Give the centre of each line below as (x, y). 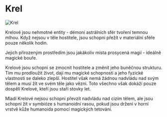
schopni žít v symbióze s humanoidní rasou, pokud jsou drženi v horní (77, 103)
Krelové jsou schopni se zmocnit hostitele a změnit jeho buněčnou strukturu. (84, 67)
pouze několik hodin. (27, 42)
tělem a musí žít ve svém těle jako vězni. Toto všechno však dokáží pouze (81, 83)
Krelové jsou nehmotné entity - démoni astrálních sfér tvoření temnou (77, 32)
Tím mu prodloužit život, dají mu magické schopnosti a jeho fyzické (74, 72)
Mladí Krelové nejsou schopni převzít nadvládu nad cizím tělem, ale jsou (79, 98)
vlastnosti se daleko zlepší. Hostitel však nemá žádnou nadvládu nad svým (82, 78)
